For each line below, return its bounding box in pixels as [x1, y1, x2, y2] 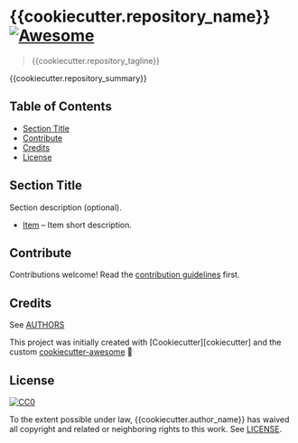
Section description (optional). [9, 201, 122, 213]
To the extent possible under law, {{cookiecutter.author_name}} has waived [9, 414, 290, 425]
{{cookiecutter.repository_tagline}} [31, 55, 160, 66]
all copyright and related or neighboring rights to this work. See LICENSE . [9, 424, 283, 434]
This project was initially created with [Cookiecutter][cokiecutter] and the [9, 337, 282, 348]
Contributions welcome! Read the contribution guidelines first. [9, 269, 240, 281]
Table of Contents [9, 99, 113, 115]
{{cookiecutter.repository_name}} [9, 6, 271, 27]
